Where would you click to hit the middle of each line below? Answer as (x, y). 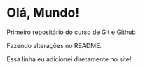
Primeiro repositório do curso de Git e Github (71, 32)
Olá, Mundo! (43, 13)
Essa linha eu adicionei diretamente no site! (69, 59)
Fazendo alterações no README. (54, 45)
